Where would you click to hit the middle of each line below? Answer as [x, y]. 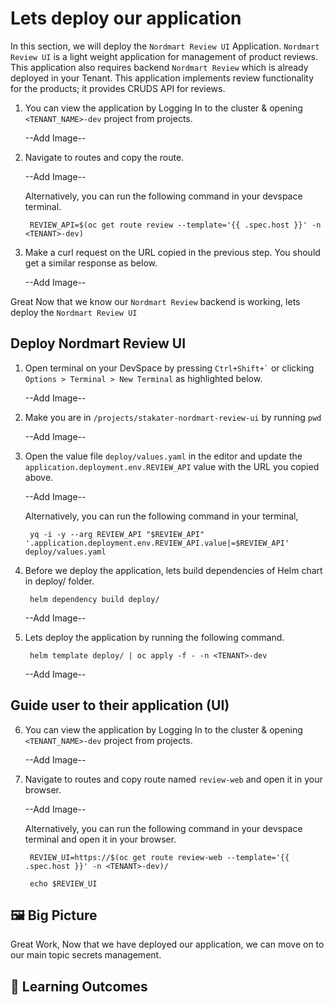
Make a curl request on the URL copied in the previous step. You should [172, 252]
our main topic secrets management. [86, 955]
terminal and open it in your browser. [100, 839]
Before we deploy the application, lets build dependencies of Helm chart [173, 570]
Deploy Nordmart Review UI [98, 343]
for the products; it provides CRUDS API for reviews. [118, 88]
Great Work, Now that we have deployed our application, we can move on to [167, 944]
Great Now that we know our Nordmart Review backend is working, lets [155, 301]
